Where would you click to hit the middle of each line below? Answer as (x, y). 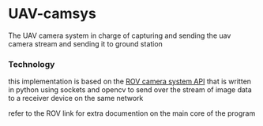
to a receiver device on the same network (76, 98)
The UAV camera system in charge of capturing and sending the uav (120, 35)
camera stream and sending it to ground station (86, 43)
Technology (32, 64)
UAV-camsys (52, 14)
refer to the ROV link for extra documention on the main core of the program (132, 113)
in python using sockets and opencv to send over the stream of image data (130, 90)
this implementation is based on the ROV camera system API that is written (130, 82)
